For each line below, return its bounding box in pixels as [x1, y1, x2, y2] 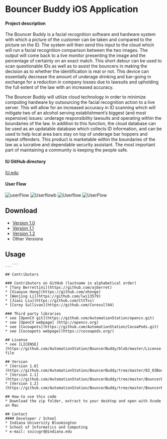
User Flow [5, 181, 26, 187]
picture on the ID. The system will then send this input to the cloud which [5, 42, 155, 48]
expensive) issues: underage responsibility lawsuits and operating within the [5, 115, 162, 121]
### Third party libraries [5, 311, 61, 316]
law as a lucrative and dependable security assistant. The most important [5, 142, 156, 148]
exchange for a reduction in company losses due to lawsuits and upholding [5, 79, 159, 85]
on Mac [5, 403, 19, 408]
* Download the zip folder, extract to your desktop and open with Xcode [5, 399, 162, 404]
